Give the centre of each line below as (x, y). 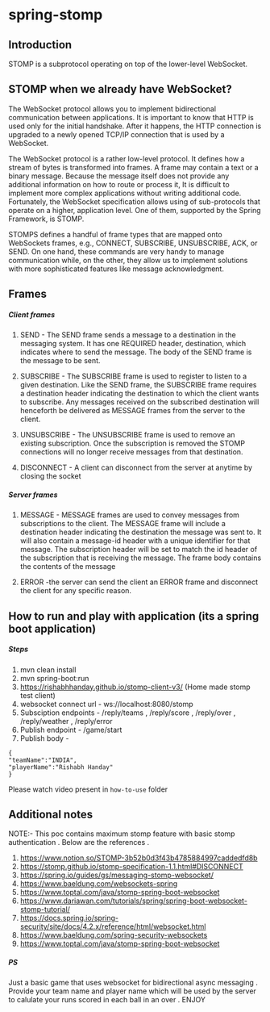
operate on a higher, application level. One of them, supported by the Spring (135, 210)
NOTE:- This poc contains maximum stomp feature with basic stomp (122, 834)
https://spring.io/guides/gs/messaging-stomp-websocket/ (116, 875)
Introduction (40, 45)
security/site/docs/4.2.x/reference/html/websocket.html (113, 926)
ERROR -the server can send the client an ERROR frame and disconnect (139, 582)
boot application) (52, 628)
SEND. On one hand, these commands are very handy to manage (116, 251)
